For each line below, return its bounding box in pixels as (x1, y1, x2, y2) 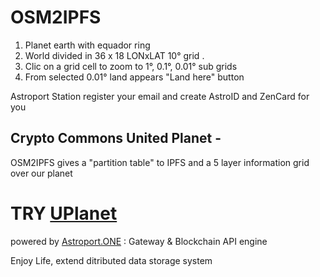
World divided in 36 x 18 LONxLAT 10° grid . (24, 49, 205, 61)
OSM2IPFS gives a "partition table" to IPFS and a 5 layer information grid (10, 156, 310, 168)
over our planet (10, 167, 73, 179)
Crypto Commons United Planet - (10, 130, 222, 147)
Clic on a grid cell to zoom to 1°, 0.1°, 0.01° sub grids (24, 60, 238, 72)
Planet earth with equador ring (24, 39, 151, 51)
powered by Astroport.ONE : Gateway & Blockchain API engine (10, 235, 268, 247)
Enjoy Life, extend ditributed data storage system (10, 254, 213, 266)
